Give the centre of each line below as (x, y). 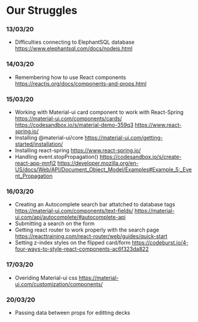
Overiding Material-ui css (46, 278)
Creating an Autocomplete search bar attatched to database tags (95, 204)
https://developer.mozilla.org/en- (98, 163)
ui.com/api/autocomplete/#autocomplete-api (70, 217)
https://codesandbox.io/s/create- (141, 157)
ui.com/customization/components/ (59, 284)
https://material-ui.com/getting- (124, 138)
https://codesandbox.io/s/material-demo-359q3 (74, 125)
